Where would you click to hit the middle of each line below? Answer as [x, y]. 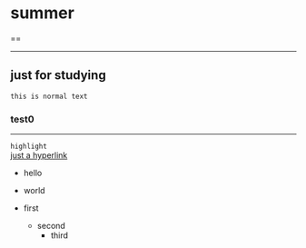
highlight [29, 147]
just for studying [59, 75]
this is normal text [49, 96]
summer [43, 13]
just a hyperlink [39, 155]
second [51, 226]
